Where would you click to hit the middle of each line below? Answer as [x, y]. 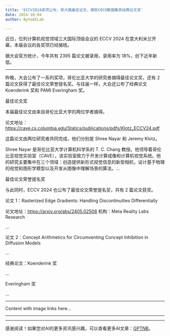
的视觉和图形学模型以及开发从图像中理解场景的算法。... [63, 169]
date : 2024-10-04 [24, 15]
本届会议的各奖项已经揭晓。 [43, 45]
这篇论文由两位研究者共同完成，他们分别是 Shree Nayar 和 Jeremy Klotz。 [83, 139]
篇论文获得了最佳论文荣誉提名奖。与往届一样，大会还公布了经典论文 [76, 84]
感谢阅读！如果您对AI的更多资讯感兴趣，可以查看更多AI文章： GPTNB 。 [79, 328]
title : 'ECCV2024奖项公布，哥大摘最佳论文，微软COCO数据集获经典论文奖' [74, 10]
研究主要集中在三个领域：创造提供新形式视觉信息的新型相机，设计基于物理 [87, 162]
